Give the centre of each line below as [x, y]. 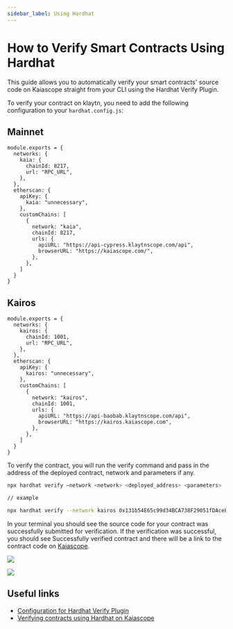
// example [23, 498]
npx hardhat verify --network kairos [62, 510]
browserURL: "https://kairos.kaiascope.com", [105, 422]
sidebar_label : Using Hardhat [51, 14]
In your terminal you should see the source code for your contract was [108, 523]
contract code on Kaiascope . [49, 546]
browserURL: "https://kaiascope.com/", [96, 251]
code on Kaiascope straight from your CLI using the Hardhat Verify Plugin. [113, 89]
